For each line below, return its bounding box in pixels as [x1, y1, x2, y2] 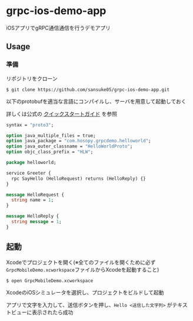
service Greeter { [6, 170, 51, 176]
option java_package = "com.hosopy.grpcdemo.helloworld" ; [6, 138, 151, 144]
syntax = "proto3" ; [6, 122, 54, 128]
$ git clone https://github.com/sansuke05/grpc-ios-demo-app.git [6, 86, 169, 92]
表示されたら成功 [31, 309, 74, 316]
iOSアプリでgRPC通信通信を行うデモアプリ [6, 24, 111, 31]
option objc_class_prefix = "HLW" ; [6, 149, 94, 155]
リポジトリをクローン [6, 75, 58, 82]
